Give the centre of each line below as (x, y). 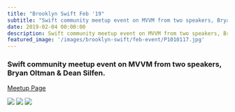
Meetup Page (27, 88)
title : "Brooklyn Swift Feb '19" (56, 14)
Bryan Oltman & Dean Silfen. (57, 73)
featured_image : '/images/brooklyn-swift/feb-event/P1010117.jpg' (106, 40)
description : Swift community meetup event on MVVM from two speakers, (114, 33)
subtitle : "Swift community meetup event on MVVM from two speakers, (111, 20)
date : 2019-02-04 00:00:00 (47, 27)
